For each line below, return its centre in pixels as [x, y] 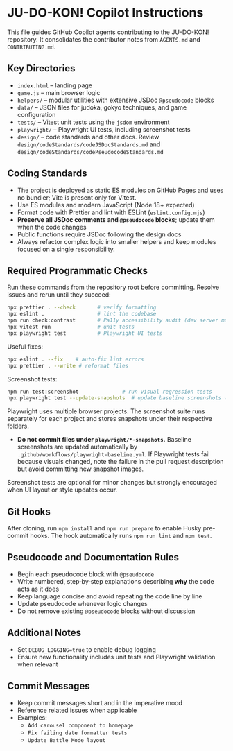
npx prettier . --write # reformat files [68, 365]
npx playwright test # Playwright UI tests [85, 333]
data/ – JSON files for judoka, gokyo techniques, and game [102, 107]
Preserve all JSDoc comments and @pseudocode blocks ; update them [116, 219]
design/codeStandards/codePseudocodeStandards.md [90, 152]
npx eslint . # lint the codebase [82, 314]
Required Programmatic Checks [77, 271]
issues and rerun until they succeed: [59, 295]
